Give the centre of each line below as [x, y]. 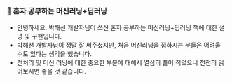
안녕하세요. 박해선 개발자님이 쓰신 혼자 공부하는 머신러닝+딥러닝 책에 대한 [117, 28]
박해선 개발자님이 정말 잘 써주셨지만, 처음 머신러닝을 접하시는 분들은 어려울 [119, 45]
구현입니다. [47, 36]
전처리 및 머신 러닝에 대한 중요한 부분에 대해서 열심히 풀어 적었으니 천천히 [117, 63]
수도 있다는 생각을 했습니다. [54, 54]
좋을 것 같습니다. [64, 71]
